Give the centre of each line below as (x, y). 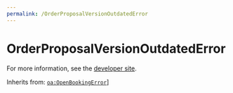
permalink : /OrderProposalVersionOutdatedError (78, 14)
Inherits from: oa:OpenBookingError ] (58, 82)
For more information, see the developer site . (72, 68)
